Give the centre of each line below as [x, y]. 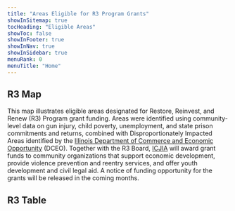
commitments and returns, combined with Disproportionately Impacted [110, 133]
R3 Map [25, 94]
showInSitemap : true [38, 20]
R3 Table [27, 200]
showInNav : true [31, 46]
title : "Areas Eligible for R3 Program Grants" [78, 14]
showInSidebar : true [38, 53]
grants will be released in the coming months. [73, 178]
